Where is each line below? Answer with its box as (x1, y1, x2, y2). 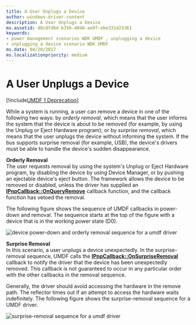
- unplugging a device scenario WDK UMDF (6, 42, 109, 47)
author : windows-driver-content (6, 14, 85, 20)
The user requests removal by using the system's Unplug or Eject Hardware (6, 162, 189, 170)
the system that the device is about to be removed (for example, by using (6, 120, 183, 127)
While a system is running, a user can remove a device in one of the (6, 108, 170, 115)
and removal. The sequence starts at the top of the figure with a (20, 211, 175, 218)
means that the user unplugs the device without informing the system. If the (6, 133, 189, 140)
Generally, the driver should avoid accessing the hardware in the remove (6, 282, 181, 289)
